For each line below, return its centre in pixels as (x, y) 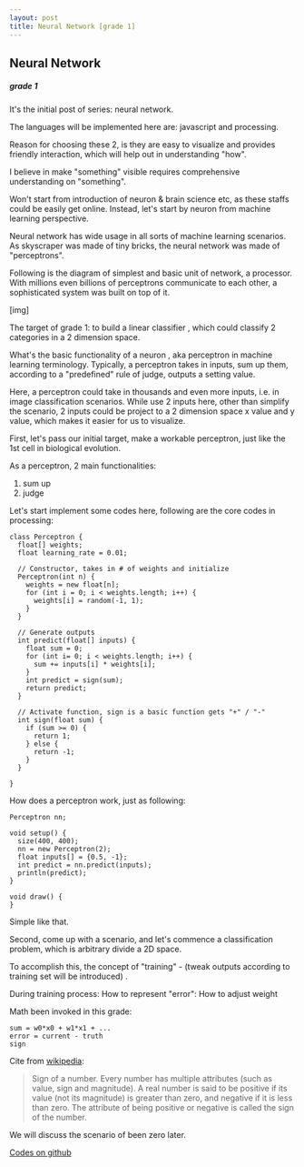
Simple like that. (39, 921)
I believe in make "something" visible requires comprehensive (125, 171)
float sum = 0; (54, 648)
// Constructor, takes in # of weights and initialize (123, 568)
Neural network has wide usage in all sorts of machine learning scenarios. (148, 236)
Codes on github (40, 1152)
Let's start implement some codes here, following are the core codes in (142, 510)
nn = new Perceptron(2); (64, 849)
